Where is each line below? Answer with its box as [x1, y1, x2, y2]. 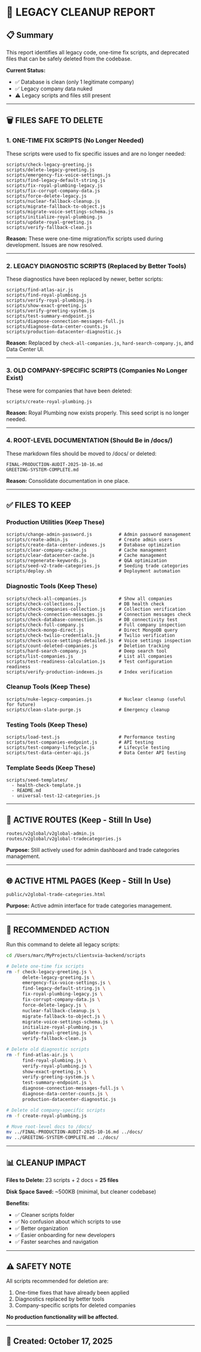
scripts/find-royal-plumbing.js [6, 292, 87, 298]
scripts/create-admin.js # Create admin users [6, 537, 172, 543]
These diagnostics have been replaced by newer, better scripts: [6, 275, 163, 282]
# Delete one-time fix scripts [6, 963, 84, 969]
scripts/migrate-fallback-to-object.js [6, 203, 106, 209]
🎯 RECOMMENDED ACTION [6, 925, 109, 935]
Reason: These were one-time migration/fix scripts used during [6, 235, 163, 242]
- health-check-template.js [11, 782, 82, 788]
